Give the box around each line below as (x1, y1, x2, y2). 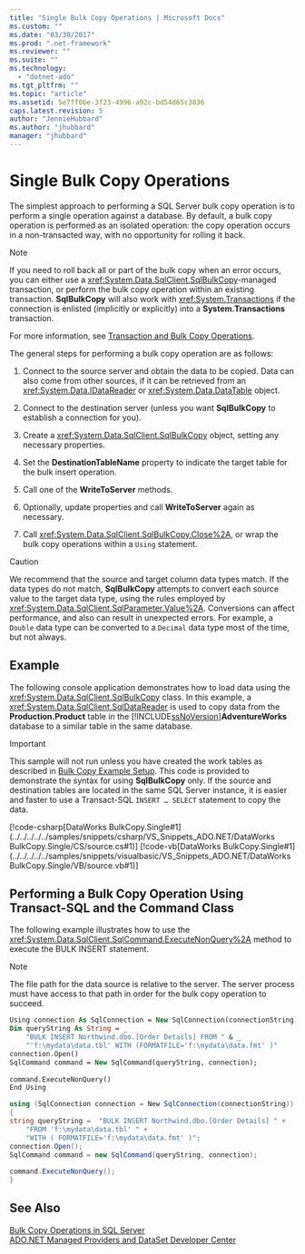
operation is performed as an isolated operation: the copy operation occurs (9, 220, 290, 230)
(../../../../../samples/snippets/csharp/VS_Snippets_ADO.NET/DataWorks (9, 831, 275, 842)
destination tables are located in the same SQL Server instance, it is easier (9, 784, 288, 795)
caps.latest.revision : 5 (9, 106, 103, 115)
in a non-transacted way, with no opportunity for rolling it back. (9, 229, 246, 240)
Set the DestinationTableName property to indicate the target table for (22, 456, 288, 467)
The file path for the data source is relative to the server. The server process (9, 979, 295, 990)
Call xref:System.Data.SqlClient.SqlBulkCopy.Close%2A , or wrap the (22, 528, 279, 540)
